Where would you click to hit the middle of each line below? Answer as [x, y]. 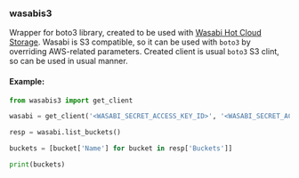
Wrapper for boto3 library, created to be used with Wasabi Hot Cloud [135, 33]
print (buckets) [37, 165]
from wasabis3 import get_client [71, 101]
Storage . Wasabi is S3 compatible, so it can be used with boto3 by [130, 42]
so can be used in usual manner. [69, 61]
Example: [27, 81]
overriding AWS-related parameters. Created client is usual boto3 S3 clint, [145, 52]
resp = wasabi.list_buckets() [65, 133]
